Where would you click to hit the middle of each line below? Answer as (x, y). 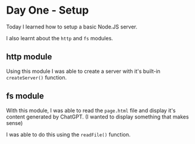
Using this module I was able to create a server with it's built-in (83, 71)
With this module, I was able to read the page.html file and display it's (91, 110)
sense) (15, 123)
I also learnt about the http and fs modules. (60, 38)
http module (29, 57)
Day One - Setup (48, 10)
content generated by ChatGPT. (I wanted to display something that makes (97, 117)
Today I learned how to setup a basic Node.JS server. (72, 27)
